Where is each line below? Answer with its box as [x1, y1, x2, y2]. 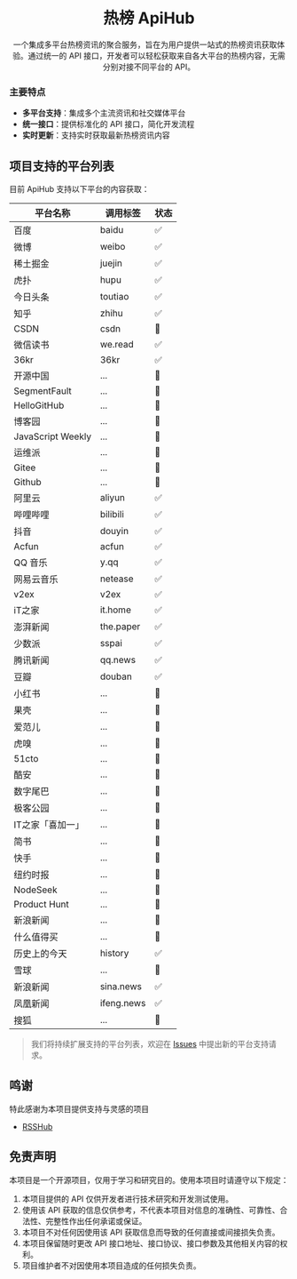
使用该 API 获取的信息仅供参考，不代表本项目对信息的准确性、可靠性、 [21, 1204, 281, 1215]
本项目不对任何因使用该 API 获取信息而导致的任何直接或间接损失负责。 [21, 1227, 281, 1237]
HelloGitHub [13, 399, 65, 412]
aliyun [99, 492, 126, 504]
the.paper [99, 620, 141, 633]
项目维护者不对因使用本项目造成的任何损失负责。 [21, 1259, 201, 1271]
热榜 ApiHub [103, 8, 195, 28]
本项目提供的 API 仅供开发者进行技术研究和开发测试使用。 [21, 1193, 234, 1204]
